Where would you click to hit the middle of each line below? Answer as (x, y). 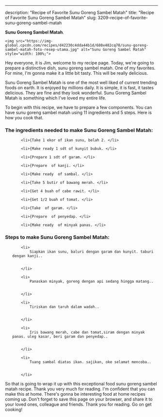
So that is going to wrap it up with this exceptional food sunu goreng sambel (81, 384)
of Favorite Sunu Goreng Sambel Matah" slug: (51, 18)
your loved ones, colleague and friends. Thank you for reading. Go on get (78, 404)
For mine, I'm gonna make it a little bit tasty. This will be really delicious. (77, 73)
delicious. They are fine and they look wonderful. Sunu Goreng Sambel (76, 93)
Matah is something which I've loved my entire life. (56, 98)
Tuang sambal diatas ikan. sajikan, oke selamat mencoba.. (90, 362)
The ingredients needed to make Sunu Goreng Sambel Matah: (79, 130)
